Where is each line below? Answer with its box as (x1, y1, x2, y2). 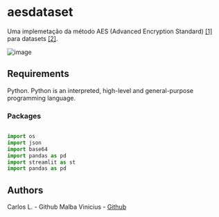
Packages (7, 111, 42, 121)
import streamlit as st (7, 159, 76, 166)
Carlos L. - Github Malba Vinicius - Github (7, 202, 127, 211)
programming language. (7, 94, 76, 102)
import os (7, 133, 36, 140)
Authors (7, 184, 44, 196)
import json (7, 139, 42, 146)
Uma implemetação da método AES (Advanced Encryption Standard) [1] (7, 27, 213, 35)
